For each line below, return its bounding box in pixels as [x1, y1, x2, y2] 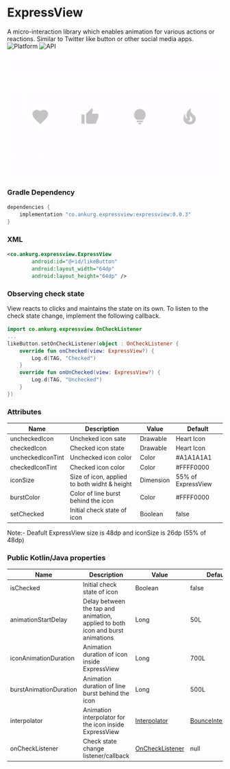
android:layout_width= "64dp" [31, 265, 115, 272]
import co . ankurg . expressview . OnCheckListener [7, 326, 142, 333]
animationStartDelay [10, 615, 68, 624]
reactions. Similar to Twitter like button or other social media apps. [7, 34, 194, 42]
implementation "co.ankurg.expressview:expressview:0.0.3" [19, 211, 192, 218]
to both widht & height [69, 479, 132, 488]
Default [187, 425, 209, 433]
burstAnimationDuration [10, 685, 77, 694]
